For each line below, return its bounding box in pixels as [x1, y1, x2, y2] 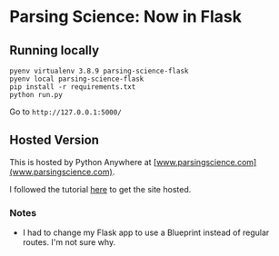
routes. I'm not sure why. [22, 237, 116, 248]
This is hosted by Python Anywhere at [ [9, 156, 157, 167]
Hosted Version [9, 133, 100, 148]
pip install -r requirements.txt [9, 83, 136, 92]
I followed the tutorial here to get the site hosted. [9, 183, 192, 194]
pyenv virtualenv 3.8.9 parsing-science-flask [9, 66, 189, 75]
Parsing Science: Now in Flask [9, 6, 243, 27]
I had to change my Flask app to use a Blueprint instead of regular [22, 227, 270, 238]
